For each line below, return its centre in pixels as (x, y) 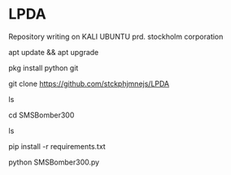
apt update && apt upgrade (54, 52)
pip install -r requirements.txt (57, 146)
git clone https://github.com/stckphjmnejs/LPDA (89, 83)
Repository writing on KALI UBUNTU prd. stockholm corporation (116, 36)
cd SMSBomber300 (41, 115)
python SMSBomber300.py (54, 162)
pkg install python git (44, 68)
